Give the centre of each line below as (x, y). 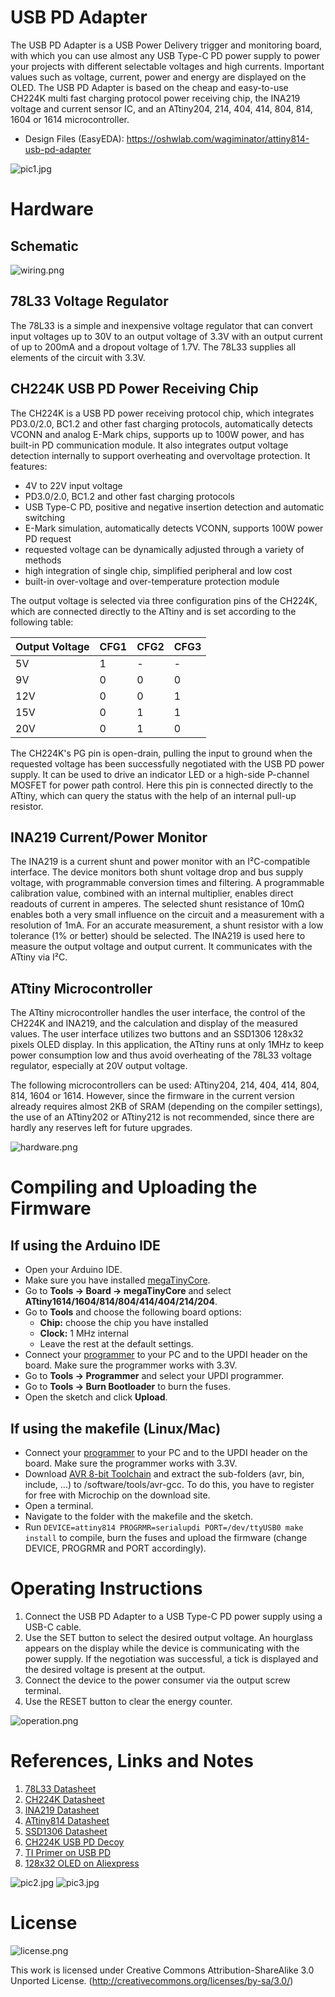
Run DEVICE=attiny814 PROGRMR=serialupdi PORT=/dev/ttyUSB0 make (164, 1527)
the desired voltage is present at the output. (115, 1669)
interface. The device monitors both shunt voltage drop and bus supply (157, 872)
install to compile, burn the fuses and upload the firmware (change (166, 1537)
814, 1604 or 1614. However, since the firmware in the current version (152, 1096)
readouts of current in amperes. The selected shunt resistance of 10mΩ (157, 904)
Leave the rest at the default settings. (116, 1344)
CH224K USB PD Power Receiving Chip (134, 389)
